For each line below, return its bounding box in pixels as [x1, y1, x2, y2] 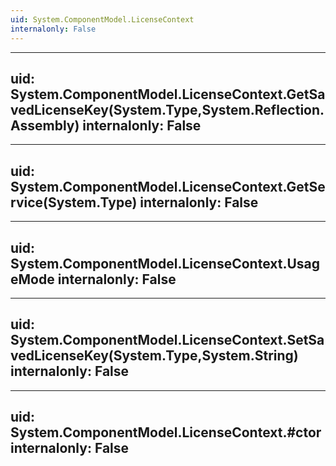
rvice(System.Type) [10, 194, 138, 211]
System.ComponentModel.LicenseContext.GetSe [10, 178, 326, 195]
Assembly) [10, 117, 80, 134]
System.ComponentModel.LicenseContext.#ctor [10, 424, 322, 441]
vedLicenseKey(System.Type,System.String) [10, 347, 299, 365]
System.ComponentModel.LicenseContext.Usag [10, 255, 321, 272]
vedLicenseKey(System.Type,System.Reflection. [10, 101, 325, 118]
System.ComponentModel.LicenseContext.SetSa [10, 332, 325, 349]
